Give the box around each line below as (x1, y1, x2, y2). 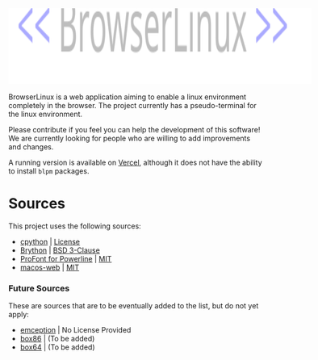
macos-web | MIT (19, 262, 80, 272)
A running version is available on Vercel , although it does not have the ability (8, 157, 262, 167)
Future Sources (8, 283, 70, 294)
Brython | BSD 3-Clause (19, 245, 101, 255)
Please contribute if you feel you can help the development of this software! (8, 125, 261, 134)
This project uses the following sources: (8, 221, 141, 231)
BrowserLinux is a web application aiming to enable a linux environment (8, 92, 247, 102)
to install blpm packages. (8, 166, 90, 176)
